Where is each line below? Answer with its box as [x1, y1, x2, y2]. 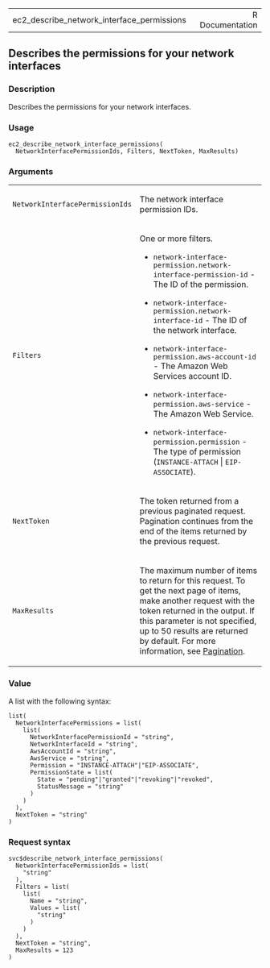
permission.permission [153, 438, 240, 447]
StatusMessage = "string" [37, 782, 125, 791]
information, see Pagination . [139, 646, 245, 657]
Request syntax [8, 836, 71, 847]
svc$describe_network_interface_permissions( [8, 854, 163, 862]
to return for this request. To [139, 575, 246, 587]
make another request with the [139, 596, 256, 607]
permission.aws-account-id [153, 352, 257, 362]
